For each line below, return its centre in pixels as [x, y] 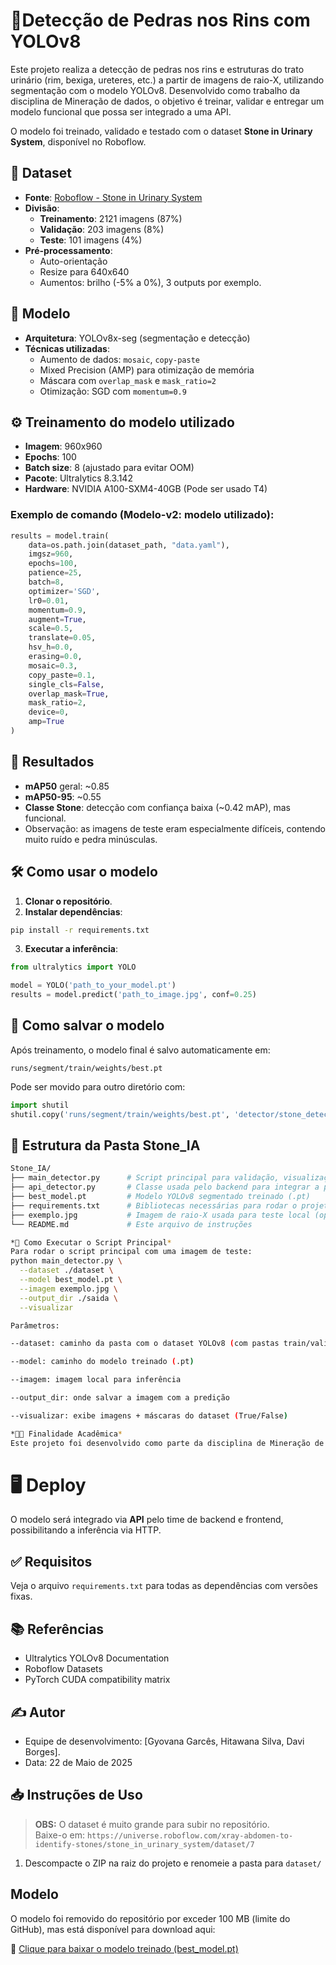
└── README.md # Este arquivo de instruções [131, 1224]
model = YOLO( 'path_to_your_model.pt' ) [93, 985]
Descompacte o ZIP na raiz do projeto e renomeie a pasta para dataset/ [173, 1863]
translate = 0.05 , [62, 638]
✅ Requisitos [51, 1561]
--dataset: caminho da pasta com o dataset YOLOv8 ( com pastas [145, 1344]
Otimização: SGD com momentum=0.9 [113, 391]
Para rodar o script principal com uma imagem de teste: [131, 1252]
